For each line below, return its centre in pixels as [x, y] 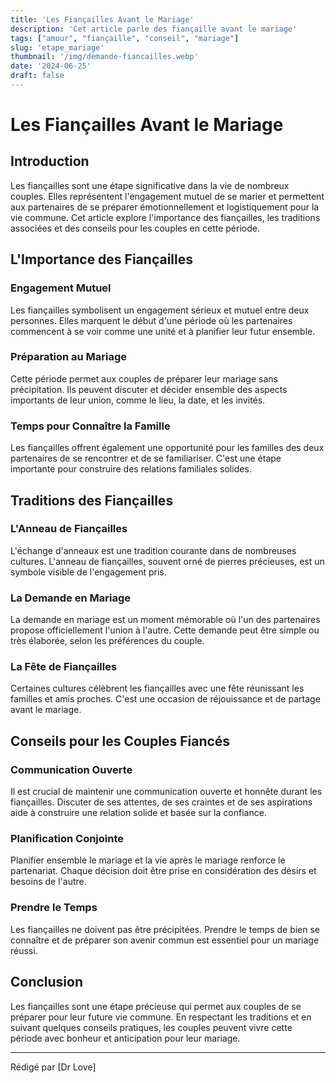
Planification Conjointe [67, 839]
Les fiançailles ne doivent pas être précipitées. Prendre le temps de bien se [165, 929]
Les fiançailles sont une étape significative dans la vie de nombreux [150, 185]
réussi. [24, 950]
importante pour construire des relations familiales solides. [131, 469]
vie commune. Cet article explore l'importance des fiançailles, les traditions [165, 217]
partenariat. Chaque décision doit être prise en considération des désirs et [163, 871]
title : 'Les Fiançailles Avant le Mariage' [102, 19]
